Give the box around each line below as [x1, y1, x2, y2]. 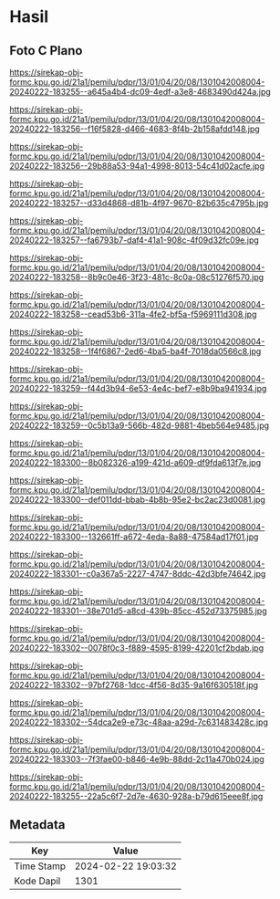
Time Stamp [14, 860, 67, 873]
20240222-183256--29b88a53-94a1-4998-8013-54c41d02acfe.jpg [9, 161, 265, 171]
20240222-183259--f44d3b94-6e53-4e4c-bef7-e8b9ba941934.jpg [9, 383, 267, 393]
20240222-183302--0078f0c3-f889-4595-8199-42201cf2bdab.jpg [9, 643, 264, 653]
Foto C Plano [9, 43, 83, 58]
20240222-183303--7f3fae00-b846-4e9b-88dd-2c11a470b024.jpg [9, 754, 264, 764]
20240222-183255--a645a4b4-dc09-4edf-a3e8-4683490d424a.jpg [9, 87, 271, 97]
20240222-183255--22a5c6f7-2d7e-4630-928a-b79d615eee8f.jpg [9, 791, 264, 801]
